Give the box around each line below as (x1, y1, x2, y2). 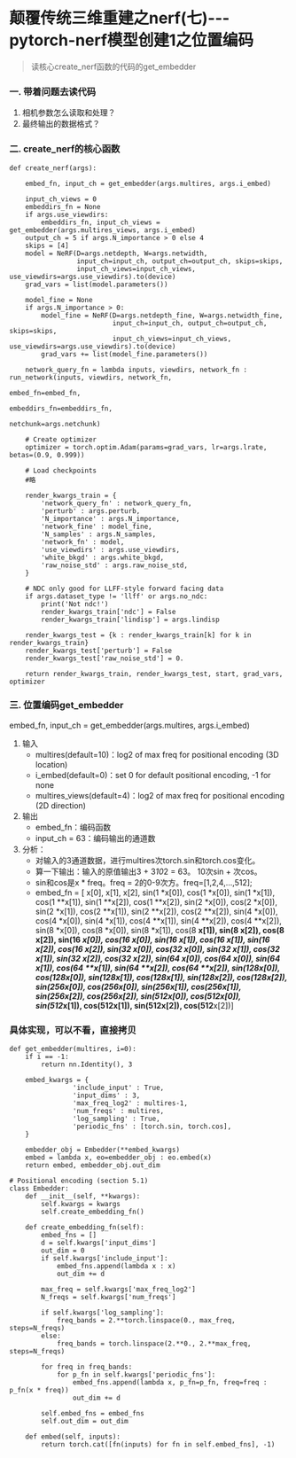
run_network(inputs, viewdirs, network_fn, (9, 373, 173, 382)
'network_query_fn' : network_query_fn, (41, 498, 192, 508)
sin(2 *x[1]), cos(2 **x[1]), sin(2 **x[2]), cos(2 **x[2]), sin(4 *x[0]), (35, 906, 278, 916)
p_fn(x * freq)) (9, 1386, 69, 1395)
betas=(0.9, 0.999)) (9, 450, 86, 459)
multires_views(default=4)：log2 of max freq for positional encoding (35, 790, 285, 800)
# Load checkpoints (25, 466, 97, 475)
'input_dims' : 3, (72, 1091, 141, 1100)
